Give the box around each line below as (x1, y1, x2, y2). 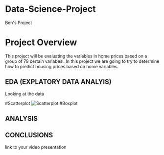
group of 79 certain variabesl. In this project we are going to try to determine (5, 58, 160, 64)
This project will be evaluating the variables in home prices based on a (5, 53, 147, 59)
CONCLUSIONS (5, 131, 53, 139)
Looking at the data (5, 91, 44, 97)
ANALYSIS (5, 114, 38, 123)
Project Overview (5, 37, 77, 48)
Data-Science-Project (5, 3, 96, 15)
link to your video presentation (5, 144, 67, 150)
